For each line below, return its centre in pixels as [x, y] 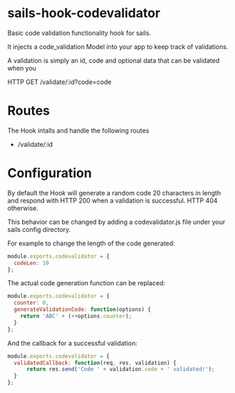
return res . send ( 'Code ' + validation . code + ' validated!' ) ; [120, 369]
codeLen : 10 [32, 263]
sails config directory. [39, 229]
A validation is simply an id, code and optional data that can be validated [114, 60]
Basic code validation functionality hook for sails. [79, 33]
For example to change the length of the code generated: [92, 243]
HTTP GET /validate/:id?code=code [59, 82]
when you [22, 68]
